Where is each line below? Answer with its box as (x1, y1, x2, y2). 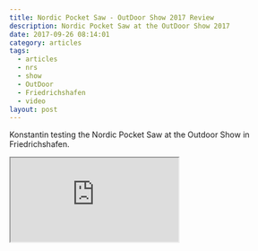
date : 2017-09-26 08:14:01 (9, 30, 110, 39)
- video (17, 96, 47, 106)
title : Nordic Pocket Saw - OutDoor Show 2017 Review (9, 13, 215, 22)
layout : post (9, 105, 58, 114)
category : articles (9, 38, 82, 48)
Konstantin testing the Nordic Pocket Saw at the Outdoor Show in (9, 129, 250, 140)
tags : (9, 47, 30, 56)
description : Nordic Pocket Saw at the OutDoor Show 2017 (9, 22, 230, 30)
